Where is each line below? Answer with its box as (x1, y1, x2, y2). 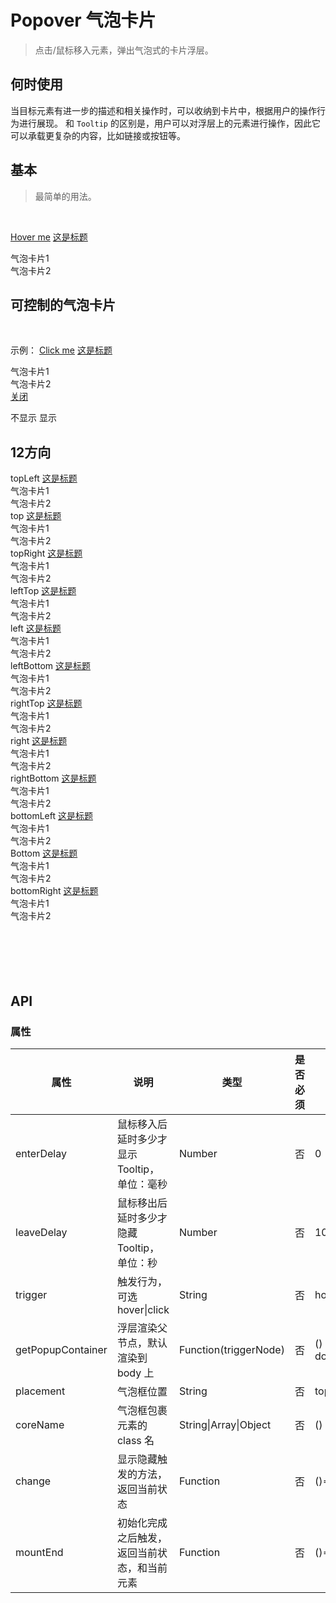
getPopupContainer (15, 1342, 108, 1356)
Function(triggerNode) (179, 1342, 285, 1356)
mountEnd (15, 1545, 64, 1559)
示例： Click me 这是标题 (10, 344, 113, 356)
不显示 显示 (10, 412, 57, 424)
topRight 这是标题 (10, 547, 83, 560)
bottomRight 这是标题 (10, 885, 99, 897)
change (15, 1474, 52, 1488)
